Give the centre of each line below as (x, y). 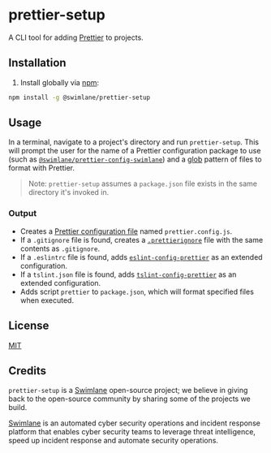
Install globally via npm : (60, 82)
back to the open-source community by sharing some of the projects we (130, 399)
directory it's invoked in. (69, 192)
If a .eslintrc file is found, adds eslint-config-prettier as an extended (141, 257)
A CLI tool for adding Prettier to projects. (76, 37)
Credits (28, 371)
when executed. (47, 300)
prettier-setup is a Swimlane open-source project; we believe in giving (128, 390)
